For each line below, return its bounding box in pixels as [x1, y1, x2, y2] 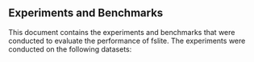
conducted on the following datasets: [8, 44, 132, 54]
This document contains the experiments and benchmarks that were [8, 27, 235, 37]
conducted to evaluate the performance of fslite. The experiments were [8, 36, 246, 45]
